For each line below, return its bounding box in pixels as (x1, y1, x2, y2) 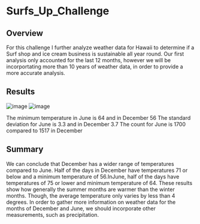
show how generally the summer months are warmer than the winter (6, 186, 175, 193)
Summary (6, 144, 44, 155)
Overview (6, 28, 44, 38)
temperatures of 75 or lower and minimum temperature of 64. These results (6, 179, 193, 186)
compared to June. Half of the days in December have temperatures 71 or (6, 167, 188, 174)
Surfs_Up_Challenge (6, 4, 110, 18)
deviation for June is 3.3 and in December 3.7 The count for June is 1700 (6, 120, 186, 128)
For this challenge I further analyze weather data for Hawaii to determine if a (6, 44, 195, 51)
